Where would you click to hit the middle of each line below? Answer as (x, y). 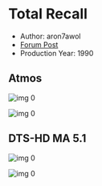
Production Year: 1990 (57, 53)
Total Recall (48, 14)
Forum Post (39, 44)
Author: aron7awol (50, 36)
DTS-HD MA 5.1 (47, 138)
